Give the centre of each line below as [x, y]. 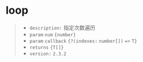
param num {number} [53, 35]
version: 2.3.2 [48, 54]
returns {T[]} [46, 47]
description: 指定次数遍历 [62, 27]
